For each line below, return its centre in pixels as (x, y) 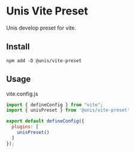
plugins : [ (25, 127)
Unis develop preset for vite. (41, 28)
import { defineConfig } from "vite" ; (55, 105)
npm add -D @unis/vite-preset (44, 61)
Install (18, 47)
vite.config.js (22, 93)
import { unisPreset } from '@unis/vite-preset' (68, 110)
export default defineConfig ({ (45, 121)
